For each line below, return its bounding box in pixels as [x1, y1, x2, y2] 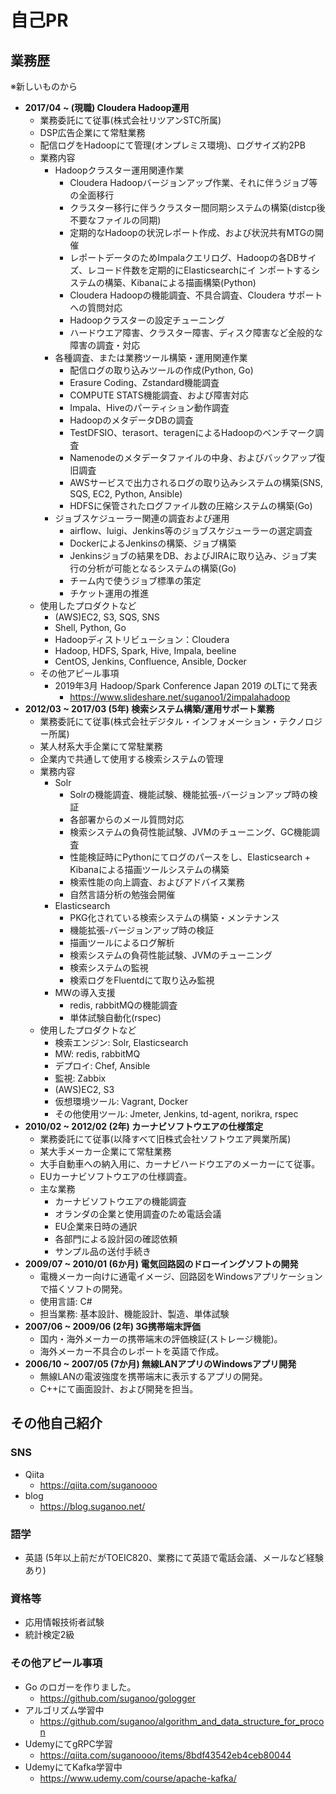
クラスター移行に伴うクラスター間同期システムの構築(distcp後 [69, 202, 326, 213]
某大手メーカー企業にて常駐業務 [39, 1146, 172, 1157]
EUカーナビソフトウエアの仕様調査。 [39, 1171, 193, 1182]
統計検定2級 [24, 1629, 75, 1641]
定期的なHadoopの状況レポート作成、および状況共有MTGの [69, 227, 316, 238]
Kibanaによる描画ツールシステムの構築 [69, 864, 230, 875]
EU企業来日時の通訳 [54, 1221, 138, 1232]
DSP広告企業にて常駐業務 [39, 127, 146, 138]
